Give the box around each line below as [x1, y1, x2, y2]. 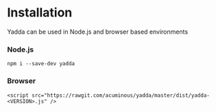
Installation [7, 5, 73, 21]
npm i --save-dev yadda [7, 60, 75, 67]
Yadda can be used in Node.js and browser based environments [7, 27, 189, 36]
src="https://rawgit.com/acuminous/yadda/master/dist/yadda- [32, 91, 211, 99]
